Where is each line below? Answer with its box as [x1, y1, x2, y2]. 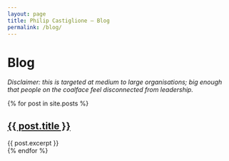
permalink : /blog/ [7, 24, 62, 31]
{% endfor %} [7, 147, 49, 155]
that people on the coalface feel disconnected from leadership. [7, 85, 194, 94]
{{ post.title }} [7, 120, 71, 132]
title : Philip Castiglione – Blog [7, 17, 111, 24]
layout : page [7, 10, 46, 18]
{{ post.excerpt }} [7, 139, 59, 147]
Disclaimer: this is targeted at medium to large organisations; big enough [7, 78, 223, 86]
